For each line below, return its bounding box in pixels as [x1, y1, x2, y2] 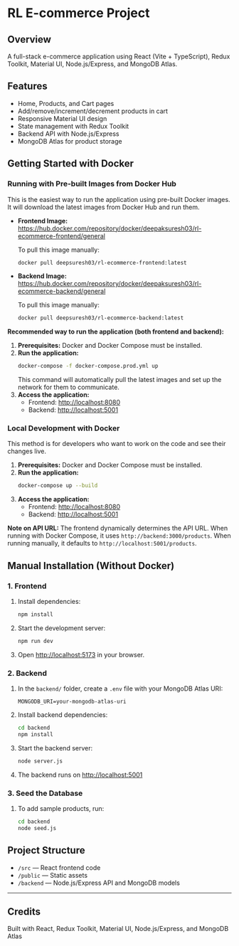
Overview [7, 33, 52, 46]
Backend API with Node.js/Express [17, 129, 119, 138]
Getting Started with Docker [7, 158, 134, 170]
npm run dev [17, 637, 53, 644]
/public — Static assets [17, 871, 87, 879]
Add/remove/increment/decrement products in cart [17, 107, 169, 115]
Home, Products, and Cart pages [17, 99, 115, 107]
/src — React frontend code [17, 863, 101, 872]
